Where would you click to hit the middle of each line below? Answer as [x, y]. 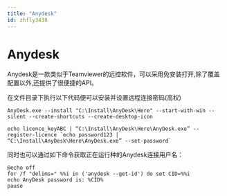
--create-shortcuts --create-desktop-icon [91, 117]
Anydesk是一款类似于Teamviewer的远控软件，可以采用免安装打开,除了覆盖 [113, 74]
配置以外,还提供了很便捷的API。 [53, 83]
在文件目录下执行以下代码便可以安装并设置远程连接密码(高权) [94, 98]
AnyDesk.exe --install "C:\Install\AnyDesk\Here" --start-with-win [107, 111]
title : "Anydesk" [32, 14]
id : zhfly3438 [28, 20]
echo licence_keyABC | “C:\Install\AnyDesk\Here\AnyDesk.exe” [99, 129]
